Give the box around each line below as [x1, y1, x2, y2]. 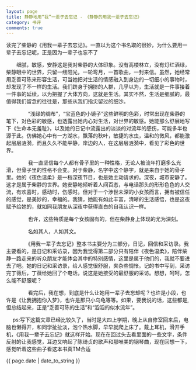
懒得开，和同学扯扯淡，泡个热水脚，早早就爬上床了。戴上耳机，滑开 [16, 324, 180, 331]
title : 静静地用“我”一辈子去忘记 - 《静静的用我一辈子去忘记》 [6, 14, 142, 20]
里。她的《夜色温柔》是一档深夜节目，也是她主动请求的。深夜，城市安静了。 [6, 174, 190, 181]
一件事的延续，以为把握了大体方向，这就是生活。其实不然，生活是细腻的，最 [6, 91, 190, 98]
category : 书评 [6, 19, 41, 25]
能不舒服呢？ [10, 277, 42, 284]
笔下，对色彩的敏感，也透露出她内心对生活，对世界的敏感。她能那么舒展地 [6, 117, 185, 125]
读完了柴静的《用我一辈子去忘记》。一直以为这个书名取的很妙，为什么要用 [6, 42, 183, 49]
